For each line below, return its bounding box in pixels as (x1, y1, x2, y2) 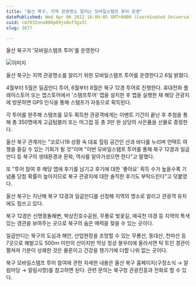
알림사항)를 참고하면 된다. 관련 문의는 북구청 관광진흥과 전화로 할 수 (27, 267, 181, 274)
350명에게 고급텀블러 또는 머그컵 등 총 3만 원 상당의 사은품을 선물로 (18, 118, 173, 126)
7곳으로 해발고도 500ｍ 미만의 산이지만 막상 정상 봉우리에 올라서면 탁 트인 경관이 (6, 240, 190, 247)
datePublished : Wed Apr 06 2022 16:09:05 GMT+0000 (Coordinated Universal (6, 14, 192, 20)
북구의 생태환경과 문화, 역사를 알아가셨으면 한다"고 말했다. (23, 153, 155, 160)
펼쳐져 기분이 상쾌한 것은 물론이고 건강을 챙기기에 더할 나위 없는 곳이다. (6, 247, 168, 254)
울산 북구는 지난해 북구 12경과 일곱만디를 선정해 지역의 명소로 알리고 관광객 (6, 193, 176, 200)
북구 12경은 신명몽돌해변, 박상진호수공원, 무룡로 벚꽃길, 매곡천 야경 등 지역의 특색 (6, 212, 190, 220)
